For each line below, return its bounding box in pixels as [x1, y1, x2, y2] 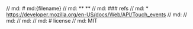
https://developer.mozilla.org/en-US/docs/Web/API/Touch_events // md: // [6, 11, 188, 18]
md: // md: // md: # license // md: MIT [6, 17, 98, 24]
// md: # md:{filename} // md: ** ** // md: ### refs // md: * [6, 5, 149, 12]
